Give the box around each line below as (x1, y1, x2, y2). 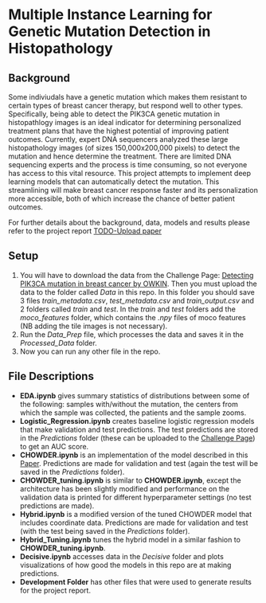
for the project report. (19, 585, 92, 595)
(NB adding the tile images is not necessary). (19, 321, 168, 331)
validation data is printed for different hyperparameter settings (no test (19, 492, 252, 502)
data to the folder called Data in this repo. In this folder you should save (19, 287, 255, 296)
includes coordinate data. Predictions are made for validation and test (19, 518, 248, 527)
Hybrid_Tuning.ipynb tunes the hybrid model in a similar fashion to (19, 534, 241, 544)
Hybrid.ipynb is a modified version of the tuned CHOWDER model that (19, 509, 252, 519)
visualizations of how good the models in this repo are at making (19, 560, 232, 570)
